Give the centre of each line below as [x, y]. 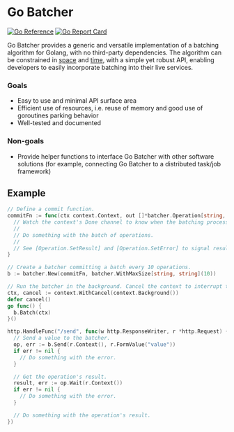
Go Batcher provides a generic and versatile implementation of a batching [113, 45]
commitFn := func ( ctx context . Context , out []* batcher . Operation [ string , [117, 216]
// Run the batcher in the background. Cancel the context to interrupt [115, 287]
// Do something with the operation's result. [82, 415]
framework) [34, 171]
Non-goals [25, 141]
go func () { [24, 306]
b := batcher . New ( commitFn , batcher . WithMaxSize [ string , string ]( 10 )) [112, 274]
